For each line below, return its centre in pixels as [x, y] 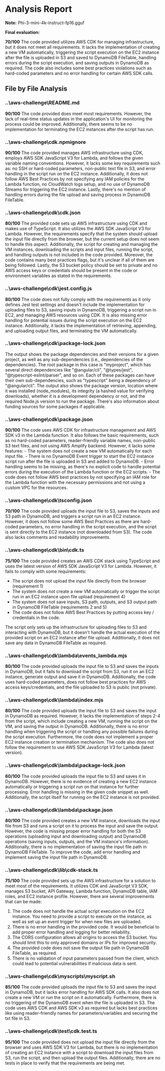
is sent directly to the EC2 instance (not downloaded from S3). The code [79, 532]
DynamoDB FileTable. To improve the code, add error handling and [73, 852]
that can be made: [24, 902]
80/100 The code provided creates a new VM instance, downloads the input [82, 820]
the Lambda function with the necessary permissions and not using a [75, 483]
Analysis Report [39, 9]
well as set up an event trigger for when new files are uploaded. [77, 922]
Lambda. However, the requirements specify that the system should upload [81, 234]
